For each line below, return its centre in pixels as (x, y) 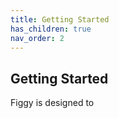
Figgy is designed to (52, 103)
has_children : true (51, 29)
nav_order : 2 (37, 38)
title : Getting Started (60, 19)
